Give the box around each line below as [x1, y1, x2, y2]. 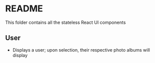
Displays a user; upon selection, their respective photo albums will [12, 47, 150, 53]
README [5, 3, 43, 14]
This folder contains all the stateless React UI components [5, 19, 126, 25]
